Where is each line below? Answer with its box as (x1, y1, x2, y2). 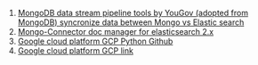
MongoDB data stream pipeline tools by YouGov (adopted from (17, 8, 249, 18)
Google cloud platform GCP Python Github (17, 36, 173, 46)
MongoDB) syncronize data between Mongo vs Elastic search (17, 17, 245, 28)
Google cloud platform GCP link (17, 45, 133, 56)
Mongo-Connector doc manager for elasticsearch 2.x (17, 27, 214, 37)
